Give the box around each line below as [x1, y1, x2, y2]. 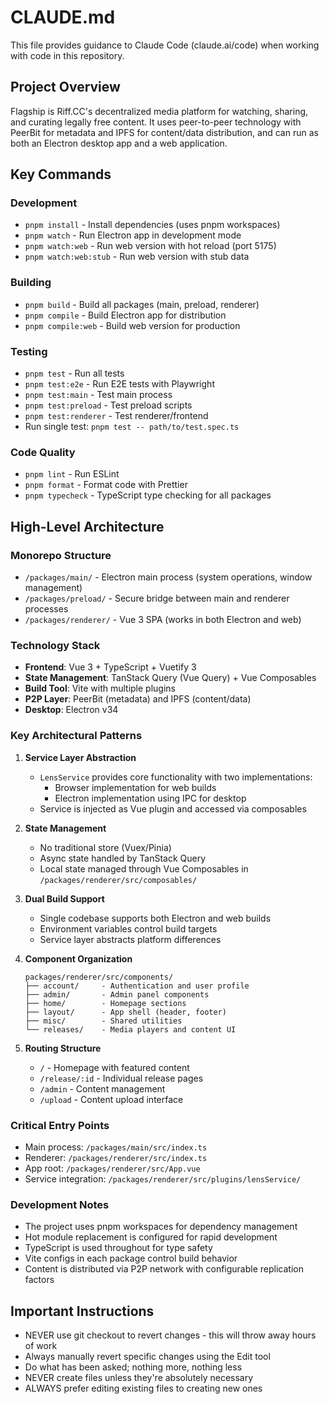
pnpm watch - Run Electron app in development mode [24, 229, 242, 241]
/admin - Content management [39, 1082, 166, 1095]
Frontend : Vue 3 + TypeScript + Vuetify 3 [24, 661, 197, 673]
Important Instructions [10, 1302, 155, 1320]
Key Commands [10, 166, 112, 183]
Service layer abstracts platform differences [39, 933, 222, 945]
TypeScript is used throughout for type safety [24, 1242, 213, 1254]
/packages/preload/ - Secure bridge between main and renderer [24, 592, 290, 605]
